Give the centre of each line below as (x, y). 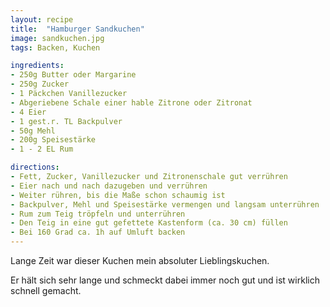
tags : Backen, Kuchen (55, 47)
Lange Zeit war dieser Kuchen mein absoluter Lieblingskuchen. (140, 260)
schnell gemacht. (46, 290)
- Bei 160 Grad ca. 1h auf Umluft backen (98, 232)
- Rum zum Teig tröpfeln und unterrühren (98, 214)
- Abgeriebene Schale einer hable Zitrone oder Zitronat (131, 102)
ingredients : (37, 66)
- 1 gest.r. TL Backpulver (66, 121)
